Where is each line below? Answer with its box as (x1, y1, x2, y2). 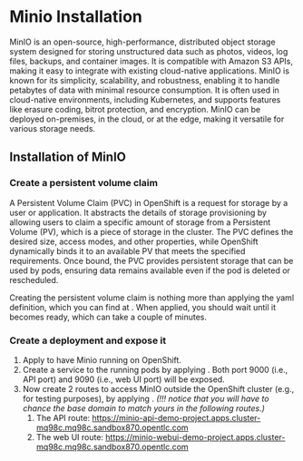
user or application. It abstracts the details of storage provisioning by (9, 207, 268, 218)
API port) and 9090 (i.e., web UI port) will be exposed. (22, 374, 225, 385)
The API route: (35, 412, 91, 423)
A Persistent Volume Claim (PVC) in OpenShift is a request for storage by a (9, 197, 288, 208)
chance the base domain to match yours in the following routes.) (22, 402, 266, 414)
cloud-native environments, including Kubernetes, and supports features (9, 93, 281, 105)
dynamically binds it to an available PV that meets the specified (9, 245, 246, 256)
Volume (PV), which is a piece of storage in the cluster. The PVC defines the (9, 226, 294, 237)
